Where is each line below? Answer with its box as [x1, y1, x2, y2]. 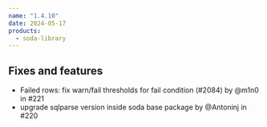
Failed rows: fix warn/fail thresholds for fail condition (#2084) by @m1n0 [19, 85, 259, 95]
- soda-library [15, 34, 67, 43]
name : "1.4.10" [8, 11, 59, 20]
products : [8, 27, 42, 35]
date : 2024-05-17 [8, 19, 67, 27]
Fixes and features [8, 63, 103, 77]
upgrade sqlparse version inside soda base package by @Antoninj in [19, 102, 247, 113]
